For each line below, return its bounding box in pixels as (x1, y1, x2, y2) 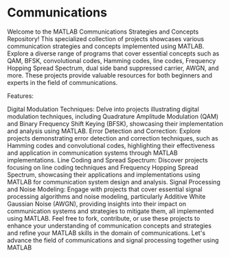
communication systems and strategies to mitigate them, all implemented (7, 207, 214, 215)
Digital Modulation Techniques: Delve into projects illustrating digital (7, 105, 199, 113)
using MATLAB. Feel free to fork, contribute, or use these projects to (7, 214, 200, 222)
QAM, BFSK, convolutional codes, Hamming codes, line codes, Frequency (7, 56, 216, 64)
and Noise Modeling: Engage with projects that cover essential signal (7, 185, 203, 193)
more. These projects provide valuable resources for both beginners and (7, 71, 213, 79)
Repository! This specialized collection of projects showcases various (7, 34, 205, 42)
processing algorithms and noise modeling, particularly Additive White (7, 192, 206, 200)
